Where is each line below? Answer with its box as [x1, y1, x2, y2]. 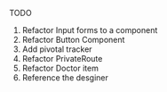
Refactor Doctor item [21, 63, 99, 73]
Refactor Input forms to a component [21, 25, 158, 35]
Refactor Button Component [21, 35, 125, 45]
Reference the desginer [21, 72, 109, 83]
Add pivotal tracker [21, 44, 92, 54]
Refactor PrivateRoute [21, 54, 103, 63]
